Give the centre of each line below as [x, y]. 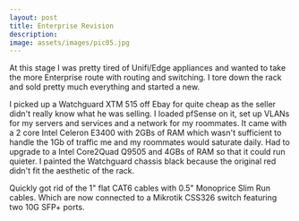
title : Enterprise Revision [62, 26]
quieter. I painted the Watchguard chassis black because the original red [143, 161]
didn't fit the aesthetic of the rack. [72, 171]
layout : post [34, 17]
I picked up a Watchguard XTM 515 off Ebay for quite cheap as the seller [142, 105]
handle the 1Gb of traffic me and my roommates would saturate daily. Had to [150, 142]
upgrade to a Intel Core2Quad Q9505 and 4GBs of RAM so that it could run [147, 152]
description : [34, 34]
